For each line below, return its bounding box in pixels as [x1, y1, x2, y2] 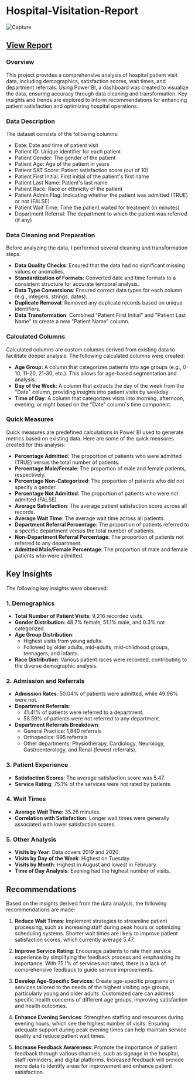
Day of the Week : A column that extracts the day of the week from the [14, 382, 184, 389]
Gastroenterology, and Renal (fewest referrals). [23, 746, 137, 753]
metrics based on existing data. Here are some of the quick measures [6, 435, 175, 442]
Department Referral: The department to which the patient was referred [14, 210, 187, 217]
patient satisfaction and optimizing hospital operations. [6, 102, 139, 110]
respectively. [14, 471, 46, 478]
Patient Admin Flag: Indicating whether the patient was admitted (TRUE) [14, 192, 189, 199]
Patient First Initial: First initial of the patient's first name [14, 173, 149, 180]
